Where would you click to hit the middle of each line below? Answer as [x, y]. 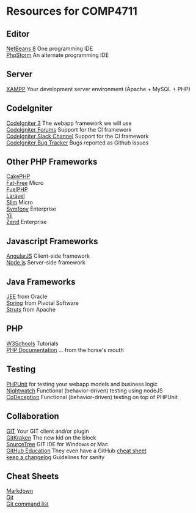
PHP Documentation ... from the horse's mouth [65, 350]
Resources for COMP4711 [72, 11]
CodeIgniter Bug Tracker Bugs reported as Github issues [78, 143]
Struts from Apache [31, 310]
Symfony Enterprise [31, 209]
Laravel [16, 196]
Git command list [27, 504]
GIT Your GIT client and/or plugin [48, 431]
